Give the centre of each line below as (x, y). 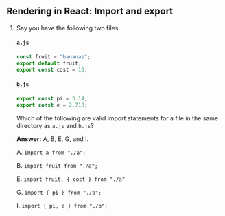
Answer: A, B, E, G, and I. (52, 139)
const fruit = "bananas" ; (53, 57)
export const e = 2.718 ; (52, 105)
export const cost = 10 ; (52, 69)
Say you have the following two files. (68, 28)
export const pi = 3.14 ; (52, 98)
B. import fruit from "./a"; (57, 165)
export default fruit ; (49, 63)
